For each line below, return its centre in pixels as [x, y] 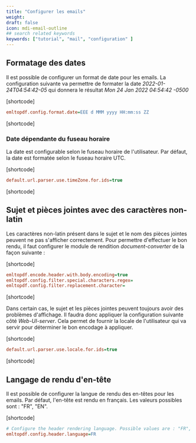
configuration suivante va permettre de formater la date [74, 83]
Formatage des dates [46, 63]
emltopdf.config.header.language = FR [51, 434]
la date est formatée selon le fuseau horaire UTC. [66, 158]
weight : [16, 17]
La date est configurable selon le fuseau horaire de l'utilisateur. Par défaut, [97, 151]
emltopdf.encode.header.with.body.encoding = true [67, 275]
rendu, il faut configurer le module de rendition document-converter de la [95, 246]
